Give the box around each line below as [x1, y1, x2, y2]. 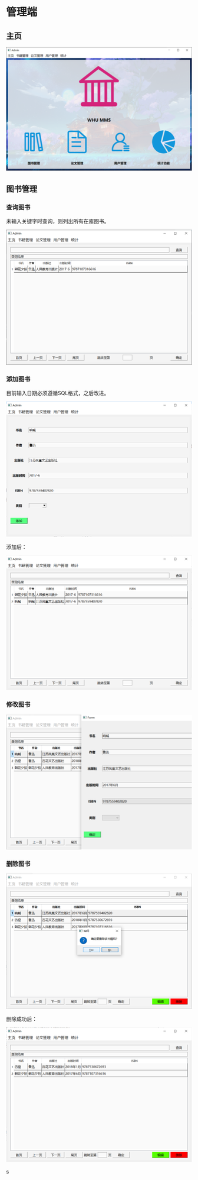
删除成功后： [6, 1015, 37, 1022]
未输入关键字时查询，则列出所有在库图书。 [6, 217, 110, 225]
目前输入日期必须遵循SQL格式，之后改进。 [6, 389, 110, 396]
